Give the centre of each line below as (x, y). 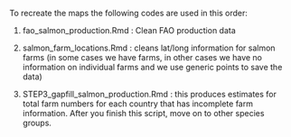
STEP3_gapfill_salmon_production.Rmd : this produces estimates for (150, 94)
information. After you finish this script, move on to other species (143, 113)
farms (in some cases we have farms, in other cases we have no (142, 57)
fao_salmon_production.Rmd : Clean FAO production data (129, 30)
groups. (37, 123)
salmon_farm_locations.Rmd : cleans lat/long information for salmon (149, 48)
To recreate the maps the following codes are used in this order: (129, 13)
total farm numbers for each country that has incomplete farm (137, 104)
